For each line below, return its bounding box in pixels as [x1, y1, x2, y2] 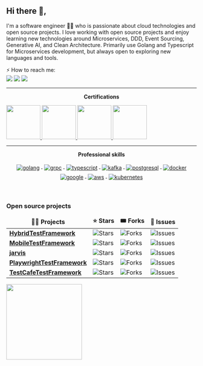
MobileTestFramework [9, 239, 76, 248]
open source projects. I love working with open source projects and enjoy [6, 28, 189, 36]
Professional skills [78, 150, 125, 158]
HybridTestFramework [9, 229, 76, 237]
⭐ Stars [92, 217, 115, 225]
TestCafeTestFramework [9, 268, 82, 277]
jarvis [9, 249, 26, 257]
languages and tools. [6, 54, 59, 61]
